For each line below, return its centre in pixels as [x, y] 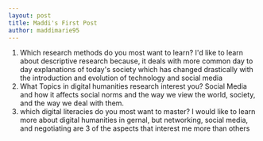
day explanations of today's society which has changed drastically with [137, 70]
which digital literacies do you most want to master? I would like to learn [137, 112]
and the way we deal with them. [72, 103]
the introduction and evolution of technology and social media [121, 78]
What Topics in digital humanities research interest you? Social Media [133, 86]
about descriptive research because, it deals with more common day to [136, 61]
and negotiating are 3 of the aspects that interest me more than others [135, 128]
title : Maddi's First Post [53, 23]
